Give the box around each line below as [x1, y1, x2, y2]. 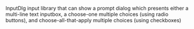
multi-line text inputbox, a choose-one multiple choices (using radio [5, 11, 169, 18]
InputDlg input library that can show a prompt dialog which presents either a [5, 5, 189, 11]
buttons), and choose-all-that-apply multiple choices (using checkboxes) [5, 17, 182, 23]
